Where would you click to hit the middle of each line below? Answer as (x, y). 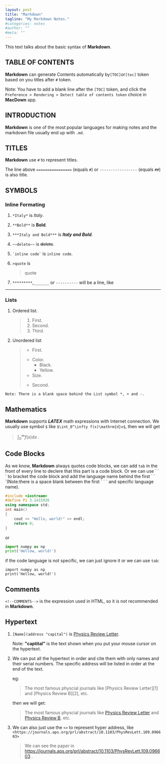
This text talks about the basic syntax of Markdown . (58, 47)
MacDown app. (21, 100)
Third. (38, 331)
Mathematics (26, 409)
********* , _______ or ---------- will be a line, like (63, 282)
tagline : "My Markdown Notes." (37, 19)
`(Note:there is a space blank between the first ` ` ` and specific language (80, 482)
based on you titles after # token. (39, 79)
